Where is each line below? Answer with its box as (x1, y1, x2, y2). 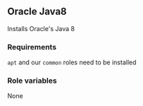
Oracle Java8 (7, 6, 67, 18)
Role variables (7, 76, 58, 86)
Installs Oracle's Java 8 (7, 24, 75, 33)
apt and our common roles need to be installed (7, 58, 137, 66)
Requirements (7, 42, 57, 52)
